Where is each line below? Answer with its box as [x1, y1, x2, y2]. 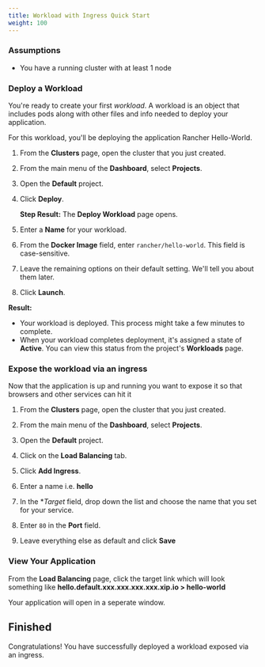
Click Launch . [19, 288, 66, 297]
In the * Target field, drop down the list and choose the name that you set [19, 497, 257, 506]
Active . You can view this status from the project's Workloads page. [19, 343, 244, 353]
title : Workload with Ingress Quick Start [8, 11, 150, 20]
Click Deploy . [19, 195, 65, 204]
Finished [8, 620, 52, 634]
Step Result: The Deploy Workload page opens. [19, 210, 178, 219]
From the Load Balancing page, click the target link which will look [8, 574, 225, 583]
